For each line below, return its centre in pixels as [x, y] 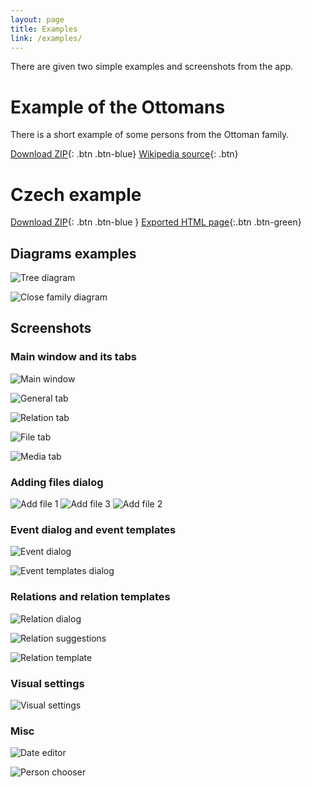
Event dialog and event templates [93, 529]
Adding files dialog [57, 482]
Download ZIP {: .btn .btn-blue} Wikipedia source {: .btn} [124, 154]
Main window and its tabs [73, 357]
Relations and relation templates [90, 597]
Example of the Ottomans [118, 107]
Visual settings [47, 683]
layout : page [37, 19]
